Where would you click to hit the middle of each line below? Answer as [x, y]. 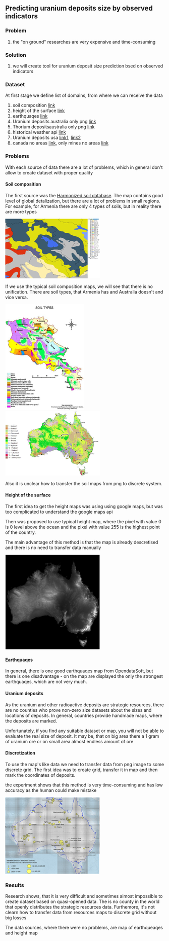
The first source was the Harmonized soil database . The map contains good [84, 195]
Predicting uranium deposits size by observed [79, 8]
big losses [16, 918]
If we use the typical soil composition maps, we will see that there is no [79, 286]
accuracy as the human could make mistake [51, 790]
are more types [21, 211]
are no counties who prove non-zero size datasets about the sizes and [78, 710]
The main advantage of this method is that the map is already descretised [82, 542]
